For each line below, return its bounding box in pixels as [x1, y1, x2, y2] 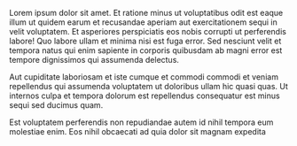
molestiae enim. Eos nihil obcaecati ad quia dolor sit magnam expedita [9, 127, 266, 136]
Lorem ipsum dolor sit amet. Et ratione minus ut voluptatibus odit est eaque [9, 8, 284, 18]
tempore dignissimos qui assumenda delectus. [9, 55, 180, 65]
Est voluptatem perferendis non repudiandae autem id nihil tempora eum [9, 117, 274, 127]
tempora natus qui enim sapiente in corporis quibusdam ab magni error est [9, 45, 283, 56]
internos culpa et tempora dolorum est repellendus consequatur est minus [9, 90, 281, 101]
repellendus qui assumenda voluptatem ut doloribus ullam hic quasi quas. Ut [9, 81, 288, 91]
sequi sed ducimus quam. [9, 100, 104, 110]
